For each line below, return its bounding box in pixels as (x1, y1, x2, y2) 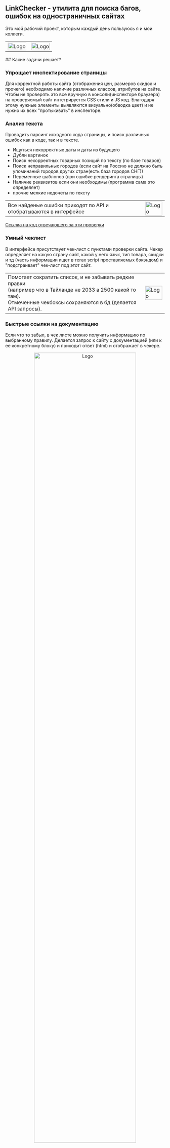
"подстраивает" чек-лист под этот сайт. (5, 262, 92, 268)
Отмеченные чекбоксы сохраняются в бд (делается (8, 299, 137, 306)
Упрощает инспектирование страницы (5, 69, 107, 76)
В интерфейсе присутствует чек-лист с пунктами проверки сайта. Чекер (5, 246, 163, 252)
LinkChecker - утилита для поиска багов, (5, 4, 141, 13)
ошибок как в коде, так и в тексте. (5, 137, 79, 143)
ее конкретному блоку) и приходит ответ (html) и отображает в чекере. (5, 343, 161, 348)
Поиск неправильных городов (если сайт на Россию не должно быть (12, 163, 163, 169)
